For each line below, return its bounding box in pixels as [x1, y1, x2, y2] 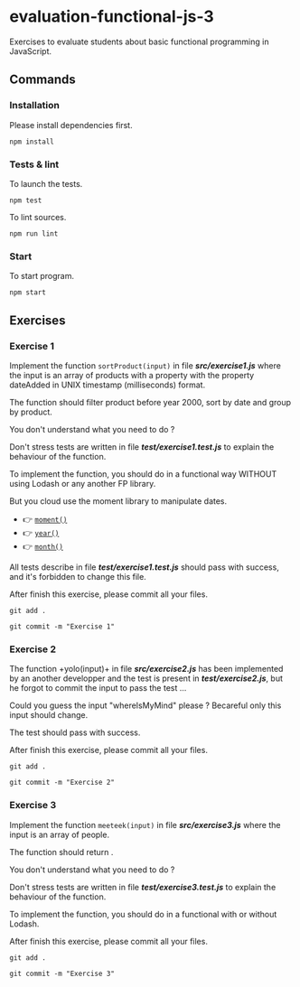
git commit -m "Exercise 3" [9, 969, 116, 978]
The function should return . [9, 846, 114, 857]
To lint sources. [9, 211, 67, 222]
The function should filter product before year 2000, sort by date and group [9, 396, 292, 407]
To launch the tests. [9, 178, 83, 189]
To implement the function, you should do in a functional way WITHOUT [9, 468, 277, 480]
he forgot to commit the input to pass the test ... [9, 683, 187, 694]
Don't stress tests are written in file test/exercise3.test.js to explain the [9, 881, 277, 892]
